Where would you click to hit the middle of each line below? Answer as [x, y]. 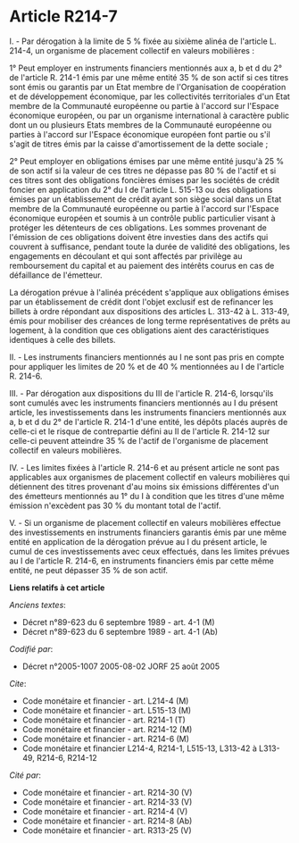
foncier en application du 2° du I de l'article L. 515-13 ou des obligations [141, 189]
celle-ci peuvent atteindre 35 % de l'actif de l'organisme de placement [139, 440]
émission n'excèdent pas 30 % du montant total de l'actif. [115, 505]
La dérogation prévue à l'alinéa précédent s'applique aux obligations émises [149, 292]
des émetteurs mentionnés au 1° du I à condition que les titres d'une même [147, 496]
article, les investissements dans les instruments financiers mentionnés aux [148, 412]
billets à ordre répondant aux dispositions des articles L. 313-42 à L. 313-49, [149, 311]
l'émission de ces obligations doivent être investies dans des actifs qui [139, 237]
